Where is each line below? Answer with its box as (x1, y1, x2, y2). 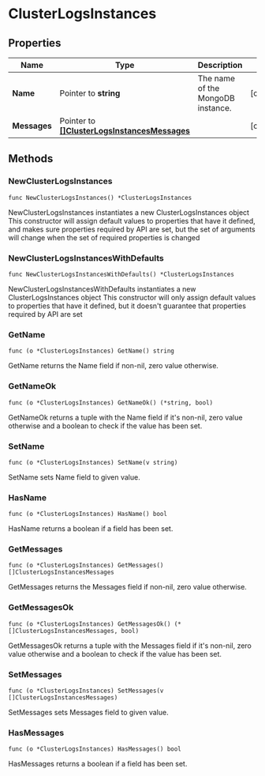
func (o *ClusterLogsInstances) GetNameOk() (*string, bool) (8, 398, 214, 407)
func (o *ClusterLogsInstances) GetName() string (8, 347, 175, 356)
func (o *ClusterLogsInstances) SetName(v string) (8, 458, 178, 466)
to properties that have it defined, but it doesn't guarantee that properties (8, 301, 247, 311)
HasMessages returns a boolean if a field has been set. (8, 759, 188, 769)
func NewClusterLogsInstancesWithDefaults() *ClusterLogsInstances (8, 270, 235, 278)
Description (197, 60, 243, 70)
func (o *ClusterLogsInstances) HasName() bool (8, 510, 168, 518)
